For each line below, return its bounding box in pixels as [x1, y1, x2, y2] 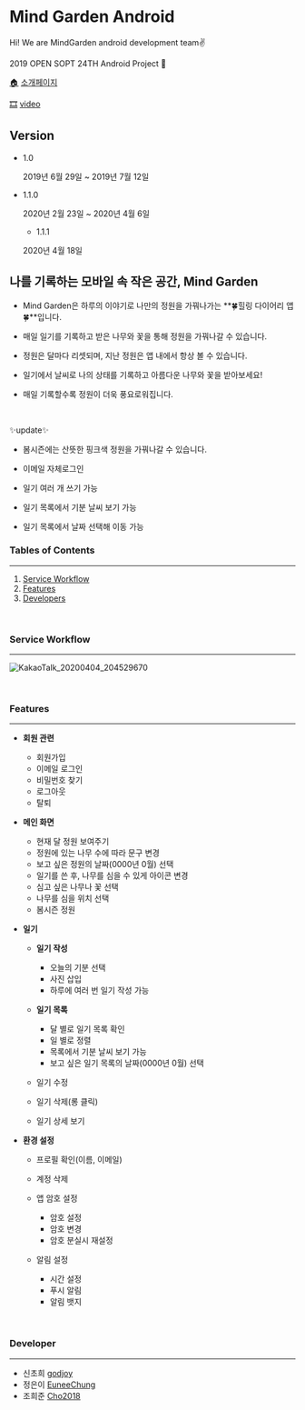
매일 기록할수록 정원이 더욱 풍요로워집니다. [22, 388, 174, 399]
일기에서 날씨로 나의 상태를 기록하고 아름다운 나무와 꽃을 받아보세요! [22, 369, 263, 380]
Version [9, 128, 54, 144]
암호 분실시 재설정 [49, 1235, 113, 1246]
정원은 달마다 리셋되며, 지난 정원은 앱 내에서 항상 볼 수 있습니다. [22, 350, 248, 361]
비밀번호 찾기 [35, 775, 84, 785]
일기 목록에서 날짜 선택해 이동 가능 [22, 521, 144, 532]
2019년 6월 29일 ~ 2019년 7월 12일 [22, 171, 150, 182]
